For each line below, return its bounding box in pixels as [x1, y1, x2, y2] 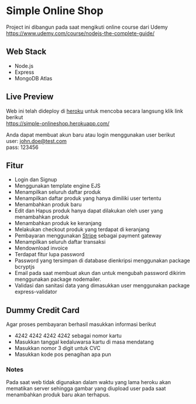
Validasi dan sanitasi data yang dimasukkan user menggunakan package [14, 282, 190, 289]
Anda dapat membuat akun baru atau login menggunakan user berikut [6, 131, 176, 138]
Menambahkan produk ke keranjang [14, 220, 102, 227]
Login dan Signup [14, 176, 57, 183]
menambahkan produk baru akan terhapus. [6, 391, 111, 398]
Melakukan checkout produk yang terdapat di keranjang [14, 226, 150, 233]
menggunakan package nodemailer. [14, 276, 101, 283]
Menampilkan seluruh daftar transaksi [14, 239, 106, 246]
